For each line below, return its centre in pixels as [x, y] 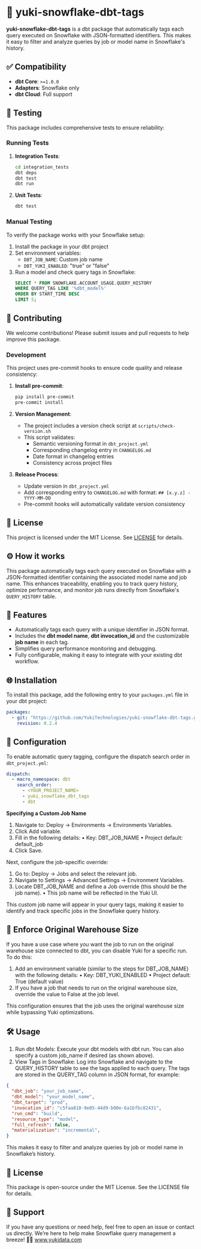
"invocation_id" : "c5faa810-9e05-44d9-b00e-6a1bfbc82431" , [87, 1108]
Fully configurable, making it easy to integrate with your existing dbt [98, 655]
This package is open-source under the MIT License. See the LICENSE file [98, 1187]
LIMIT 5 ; [26, 300]
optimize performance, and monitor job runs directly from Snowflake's [93, 590]
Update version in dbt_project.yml [66, 486]
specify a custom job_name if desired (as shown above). [84, 1056]
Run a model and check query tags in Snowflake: [75, 272]
